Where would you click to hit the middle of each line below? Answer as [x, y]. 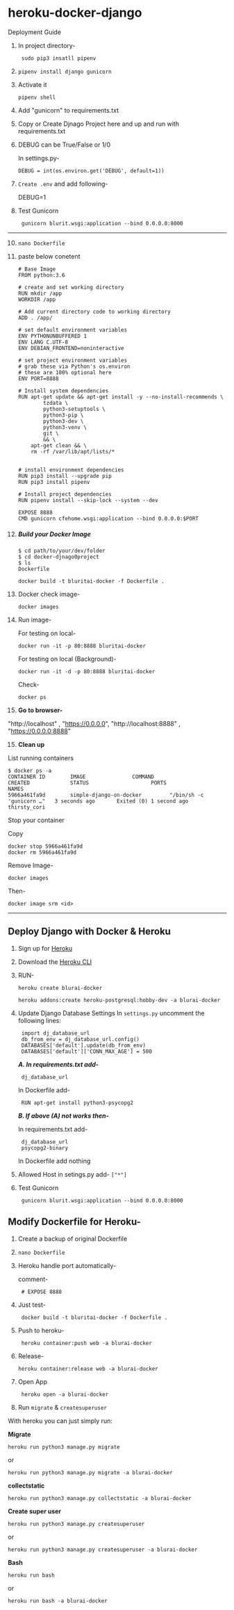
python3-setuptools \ [75, 409]
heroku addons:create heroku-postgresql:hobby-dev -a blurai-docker [119, 1000]
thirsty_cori [27, 807]
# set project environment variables [73, 360]
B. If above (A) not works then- [64, 1116]
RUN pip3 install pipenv [54, 482]
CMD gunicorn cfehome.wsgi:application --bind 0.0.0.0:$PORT [108, 518]
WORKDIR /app [37, 299]
